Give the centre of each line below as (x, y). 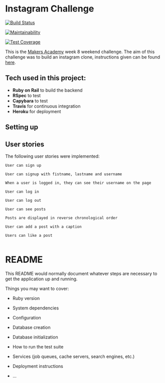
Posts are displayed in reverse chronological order (61, 218)
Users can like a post (29, 235)
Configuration (27, 317)
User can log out (23, 200)
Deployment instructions (38, 366)
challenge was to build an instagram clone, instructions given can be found (83, 57)
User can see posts (26, 209)
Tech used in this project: (46, 78)
